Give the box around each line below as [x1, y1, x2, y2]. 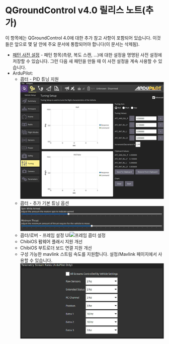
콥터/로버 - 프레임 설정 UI [20, 232, 70, 238]
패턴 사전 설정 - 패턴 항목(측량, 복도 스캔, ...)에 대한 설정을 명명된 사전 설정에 [12, 51, 162, 58]
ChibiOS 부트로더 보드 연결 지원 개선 [20, 245, 92, 251]
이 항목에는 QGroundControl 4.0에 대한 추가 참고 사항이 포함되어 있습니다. [5, 35, 152, 41]
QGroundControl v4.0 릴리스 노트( [5, 5, 146, 16]
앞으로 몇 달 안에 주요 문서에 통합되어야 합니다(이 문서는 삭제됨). [14, 41, 140, 47]
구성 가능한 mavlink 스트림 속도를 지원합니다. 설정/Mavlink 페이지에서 [20, 251, 157, 257]
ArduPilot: [12, 70, 34, 76]
